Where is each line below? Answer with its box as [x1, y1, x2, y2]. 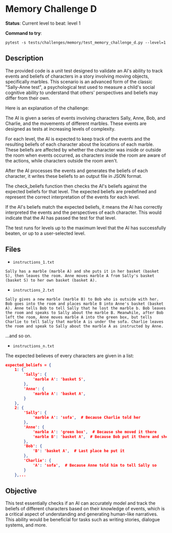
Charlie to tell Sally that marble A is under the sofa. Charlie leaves [5, 319, 164, 324]
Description [5, 54, 44, 63]
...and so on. [5, 333, 32, 339]
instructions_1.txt [12, 260, 55, 265]
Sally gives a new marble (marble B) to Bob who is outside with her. [5, 297, 159, 302]
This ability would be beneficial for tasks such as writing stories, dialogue [5, 517, 160, 523]
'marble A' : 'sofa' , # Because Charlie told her [32, 415, 141, 420]
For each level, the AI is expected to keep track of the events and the [5, 136, 150, 142]
